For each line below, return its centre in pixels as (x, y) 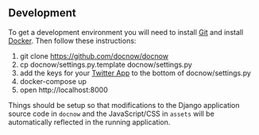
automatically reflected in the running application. (89, 121)
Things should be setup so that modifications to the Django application (124, 105)
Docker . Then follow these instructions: (72, 40)
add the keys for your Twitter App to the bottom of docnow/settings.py (135, 73)
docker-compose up (53, 81)
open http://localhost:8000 (64, 90)
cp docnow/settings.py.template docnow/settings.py (106, 64)
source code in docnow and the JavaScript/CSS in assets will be (111, 114)
